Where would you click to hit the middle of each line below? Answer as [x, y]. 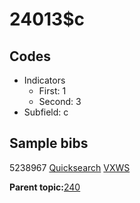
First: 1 [52, 91]
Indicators [44, 80]
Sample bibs [49, 143]
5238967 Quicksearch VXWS [70, 167]
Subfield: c [46, 112]
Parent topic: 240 [45, 187]
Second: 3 [60, 101]
